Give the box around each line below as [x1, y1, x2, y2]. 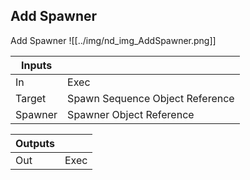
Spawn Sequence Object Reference [67, 91, 235, 105]
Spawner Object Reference [67, 107, 195, 121]
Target [15, 91, 47, 105]
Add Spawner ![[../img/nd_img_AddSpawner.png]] [10, 34, 217, 46]
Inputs [20, 58, 53, 72]
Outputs [15, 136, 55, 150]
